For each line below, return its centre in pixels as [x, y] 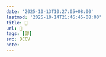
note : [13, 45]
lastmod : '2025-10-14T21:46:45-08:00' [54, 17]
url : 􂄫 [14, 28]
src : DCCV [18, 39]
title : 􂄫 [17, 23]
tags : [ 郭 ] [19, 34]
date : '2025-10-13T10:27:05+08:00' [50, 12]
